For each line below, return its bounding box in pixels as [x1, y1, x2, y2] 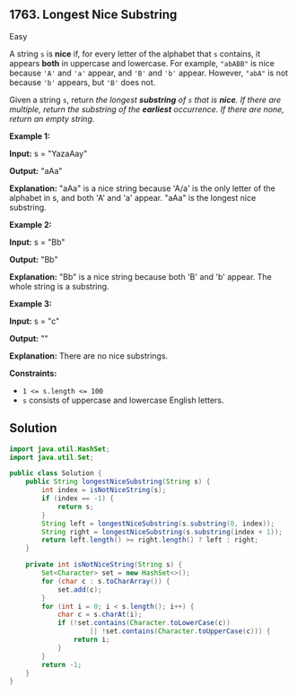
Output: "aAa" [9, 165, 63, 176]
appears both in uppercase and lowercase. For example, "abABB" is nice [9, 57, 275, 68]
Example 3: [9, 298, 52, 308]
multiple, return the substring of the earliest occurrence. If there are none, [9, 103, 284, 115]
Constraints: [9, 368, 57, 378]
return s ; [57, 502, 94, 511]
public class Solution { [9, 469, 102, 478]
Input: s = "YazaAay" [9, 148, 88, 159]
